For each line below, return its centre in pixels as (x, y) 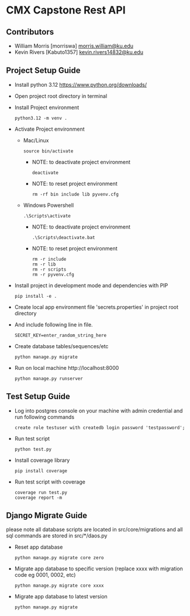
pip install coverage (41, 471)
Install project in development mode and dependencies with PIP (91, 285)
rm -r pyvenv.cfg (53, 274)
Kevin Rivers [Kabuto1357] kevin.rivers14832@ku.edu (79, 52)
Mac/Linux (36, 140)
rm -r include (49, 259)
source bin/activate (48, 151)
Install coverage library (42, 460)
